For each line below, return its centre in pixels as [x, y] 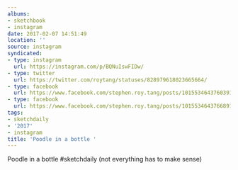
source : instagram [34, 47]
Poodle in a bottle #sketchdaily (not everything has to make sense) [105, 159]
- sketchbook [27, 21]
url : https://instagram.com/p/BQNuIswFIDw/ [79, 67]
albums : [19, 14]
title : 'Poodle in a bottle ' [52, 139]
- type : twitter [31, 73]
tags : [15, 113]
